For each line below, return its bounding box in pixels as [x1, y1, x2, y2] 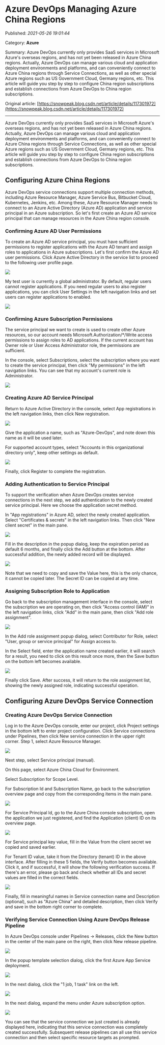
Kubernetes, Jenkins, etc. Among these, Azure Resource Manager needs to [5, 199, 158, 205]
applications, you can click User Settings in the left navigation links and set [5, 289, 157, 295]
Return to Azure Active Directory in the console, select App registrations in [5, 405, 156, 411]
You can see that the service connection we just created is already [5, 1019, 140, 1025]
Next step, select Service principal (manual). [5, 757, 95, 763]
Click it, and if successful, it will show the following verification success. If [5, 864, 155, 870]
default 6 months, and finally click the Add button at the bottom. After [5, 546, 146, 552]
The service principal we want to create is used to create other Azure [5, 327, 145, 333]
